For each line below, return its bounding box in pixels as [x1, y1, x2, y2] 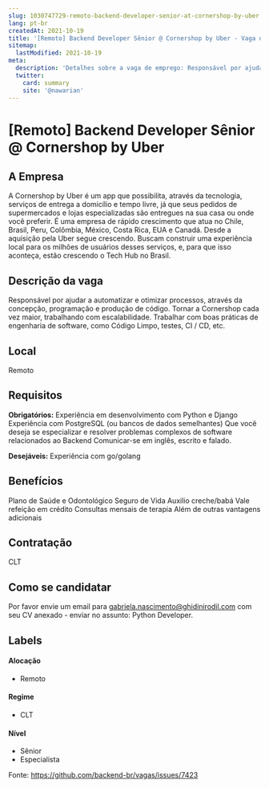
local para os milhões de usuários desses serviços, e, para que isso [8, 242, 232, 252]
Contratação [8, 536, 73, 550]
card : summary [22, 79, 70, 87]
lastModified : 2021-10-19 [15, 49, 102, 57]
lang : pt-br [8, 19, 48, 27]
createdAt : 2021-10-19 [8, 26, 84, 35]
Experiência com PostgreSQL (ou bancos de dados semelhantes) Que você [8, 418, 257, 428]
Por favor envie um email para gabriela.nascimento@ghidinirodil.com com [8, 602, 252, 611]
